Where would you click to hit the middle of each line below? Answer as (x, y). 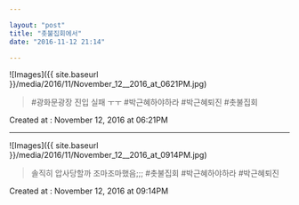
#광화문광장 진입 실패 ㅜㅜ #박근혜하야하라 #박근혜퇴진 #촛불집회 (144, 102)
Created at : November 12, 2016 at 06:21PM (89, 120)
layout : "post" (37, 25)
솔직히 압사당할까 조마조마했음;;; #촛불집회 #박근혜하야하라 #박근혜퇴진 (155, 173)
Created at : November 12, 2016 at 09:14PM (89, 191)
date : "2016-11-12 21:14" (57, 42)
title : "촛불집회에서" (46, 33)
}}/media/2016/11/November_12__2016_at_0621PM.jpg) (108, 84)
